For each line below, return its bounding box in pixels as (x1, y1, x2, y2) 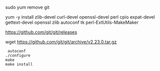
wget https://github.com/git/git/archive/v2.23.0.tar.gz (5, 39, 117, 45)
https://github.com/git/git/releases (5, 29, 77, 35)
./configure (5, 53, 30, 58)
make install (5, 62, 33, 67)
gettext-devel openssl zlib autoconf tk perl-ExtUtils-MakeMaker (5, 20, 139, 25)
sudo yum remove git (5, 5, 50, 10)
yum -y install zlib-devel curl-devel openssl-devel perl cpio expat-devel (5, 14, 155, 20)
